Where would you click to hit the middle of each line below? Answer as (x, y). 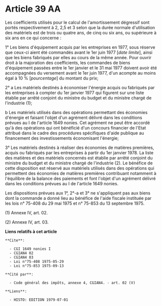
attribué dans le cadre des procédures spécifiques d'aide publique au (75, 133)
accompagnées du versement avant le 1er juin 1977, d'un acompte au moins (81, 73)
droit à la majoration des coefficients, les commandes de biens (68, 63)
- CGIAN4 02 (22, 253)
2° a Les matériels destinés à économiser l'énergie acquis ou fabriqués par (80, 87)
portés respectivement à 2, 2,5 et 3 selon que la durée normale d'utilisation (80, 27)
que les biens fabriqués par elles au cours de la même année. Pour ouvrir (78, 57)
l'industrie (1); (19, 103)
